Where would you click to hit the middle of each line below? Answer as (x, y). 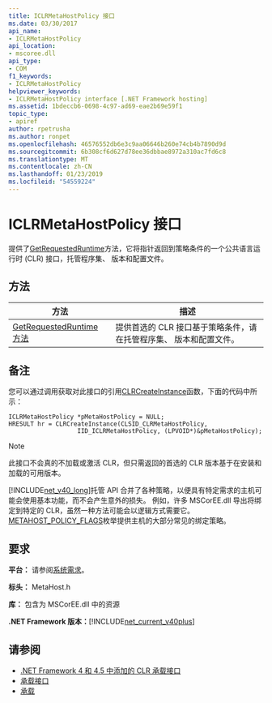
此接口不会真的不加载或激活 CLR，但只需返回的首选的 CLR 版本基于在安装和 (135, 463)
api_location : (32, 46)
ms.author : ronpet (39, 136)
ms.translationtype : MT (49, 159)
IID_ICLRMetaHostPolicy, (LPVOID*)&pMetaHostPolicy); (170, 431)
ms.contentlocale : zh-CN (50, 167)
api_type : (25, 62)
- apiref (23, 122)
